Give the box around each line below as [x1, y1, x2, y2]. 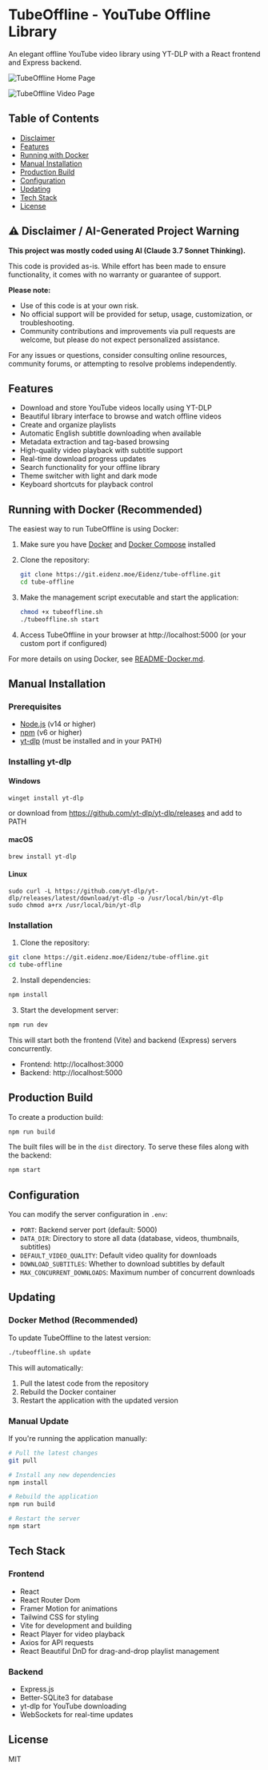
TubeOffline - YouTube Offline [8, 6, 211, 24]
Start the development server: [19, 1005, 119, 1014]
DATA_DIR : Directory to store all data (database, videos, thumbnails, [19, 1234, 240, 1243]
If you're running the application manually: [8, 1433, 148, 1443]
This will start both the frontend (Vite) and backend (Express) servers [8, 1035, 238, 1045]
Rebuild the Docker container [19, 1387, 117, 1396]
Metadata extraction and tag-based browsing [19, 437, 170, 447]
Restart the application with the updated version [19, 1395, 178, 1405]
